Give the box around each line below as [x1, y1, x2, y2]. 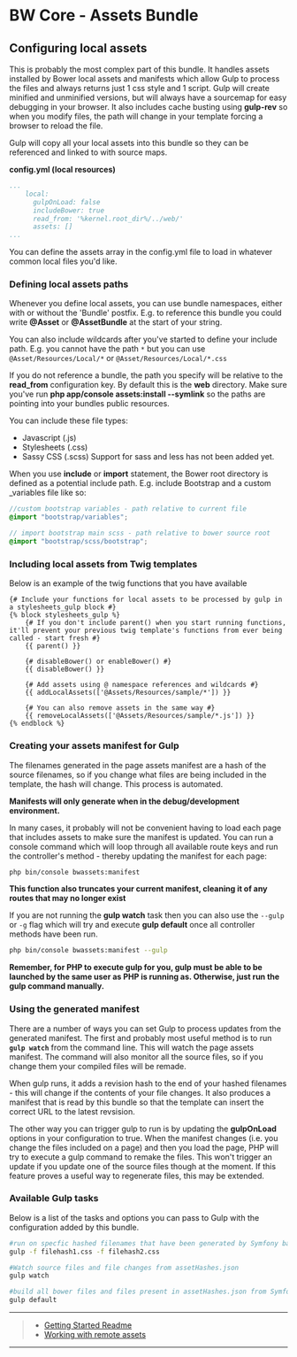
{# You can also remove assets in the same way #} [25, 704, 216, 713]
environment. [9, 805, 60, 815]
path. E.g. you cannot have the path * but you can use [9, 343, 206, 354]
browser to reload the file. [9, 120, 103, 131]
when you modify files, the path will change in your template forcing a [9, 112, 263, 121]
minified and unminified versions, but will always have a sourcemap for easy [9, 92, 287, 103]
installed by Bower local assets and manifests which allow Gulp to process [9, 73, 280, 84]
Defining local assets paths [9, 278, 129, 290]
